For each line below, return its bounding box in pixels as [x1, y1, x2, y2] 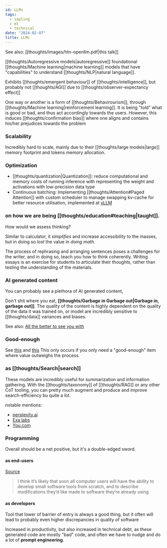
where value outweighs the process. [5, 353, 80, 359]
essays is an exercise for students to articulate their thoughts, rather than [5, 259, 156, 265]
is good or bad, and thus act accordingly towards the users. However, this [5, 109, 157, 115]
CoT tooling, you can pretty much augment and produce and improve [5, 387, 147, 393]
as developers [5, 500, 35, 506]
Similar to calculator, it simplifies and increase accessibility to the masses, [5, 233, 157, 239]
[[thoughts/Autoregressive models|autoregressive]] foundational [5, 58, 138, 64]
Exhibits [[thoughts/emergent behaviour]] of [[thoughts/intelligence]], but [5, 78, 156, 85]
